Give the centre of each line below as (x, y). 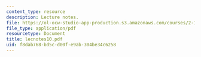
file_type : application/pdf (41, 28)
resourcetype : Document (36, 34)
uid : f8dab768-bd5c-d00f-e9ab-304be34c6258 (61, 45)
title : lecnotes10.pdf (34, 39)
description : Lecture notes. (42, 17)
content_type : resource (36, 12)
